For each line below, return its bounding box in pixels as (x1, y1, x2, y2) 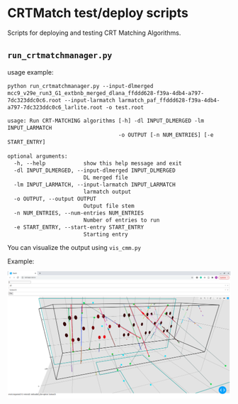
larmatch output (83, 188, 132, 195)
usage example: (7, 67, 54, 76)
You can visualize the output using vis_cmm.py (7, 243, 142, 251)
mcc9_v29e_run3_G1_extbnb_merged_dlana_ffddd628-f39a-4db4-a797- (7, 89, 204, 97)
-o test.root (105, 104, 144, 111)
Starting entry (83, 231, 129, 238)
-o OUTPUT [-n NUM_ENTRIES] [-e (118, 131, 214, 138)
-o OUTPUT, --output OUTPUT (13, 195, 97, 202)
